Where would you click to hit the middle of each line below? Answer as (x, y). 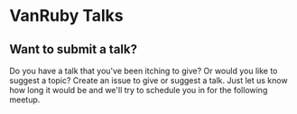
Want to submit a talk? (74, 49)
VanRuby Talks (66, 16)
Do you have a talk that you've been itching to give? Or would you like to (144, 71)
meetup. (25, 100)
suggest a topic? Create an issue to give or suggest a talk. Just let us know (148, 81)
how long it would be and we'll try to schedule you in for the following (139, 90)
